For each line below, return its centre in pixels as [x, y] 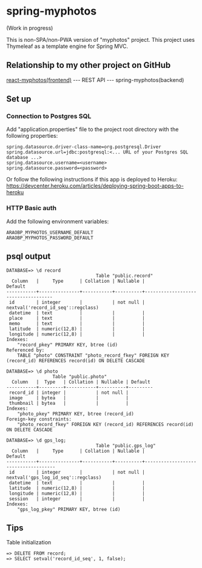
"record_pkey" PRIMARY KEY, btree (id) [68, 345]
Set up [19, 99]
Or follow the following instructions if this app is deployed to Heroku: [92, 180]
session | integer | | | [77, 499]
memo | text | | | [77, 323]
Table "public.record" [125, 276]
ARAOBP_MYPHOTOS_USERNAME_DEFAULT [50, 232]
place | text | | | [77, 318]
